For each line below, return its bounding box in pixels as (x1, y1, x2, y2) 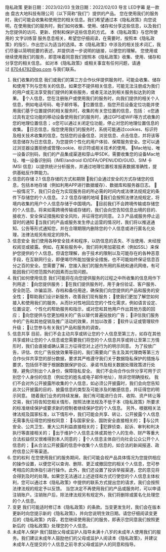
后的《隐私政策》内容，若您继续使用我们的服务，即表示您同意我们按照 (12, 517, 156, 522)
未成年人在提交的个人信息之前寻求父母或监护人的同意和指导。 (12, 542, 138, 547)
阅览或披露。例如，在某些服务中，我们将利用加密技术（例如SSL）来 (16, 244, 155, 250)
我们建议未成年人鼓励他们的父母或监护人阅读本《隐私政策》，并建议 (21, 535, 158, 541)
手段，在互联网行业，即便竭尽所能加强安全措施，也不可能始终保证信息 (12, 257, 156, 262)
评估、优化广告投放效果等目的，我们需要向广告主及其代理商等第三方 (21, 349, 160, 355)
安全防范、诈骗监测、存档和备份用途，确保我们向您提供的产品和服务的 (12, 287, 156, 293)
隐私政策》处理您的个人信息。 (29, 523, 90, 529)
